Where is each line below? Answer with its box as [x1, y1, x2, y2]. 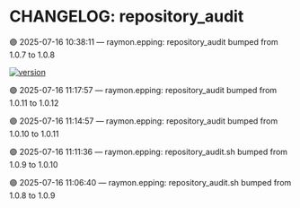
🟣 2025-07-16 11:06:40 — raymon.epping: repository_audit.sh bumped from [9, 177, 292, 187]
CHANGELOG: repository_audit [9, 6, 244, 27]
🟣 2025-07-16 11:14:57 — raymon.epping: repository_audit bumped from [9, 115, 278, 126]
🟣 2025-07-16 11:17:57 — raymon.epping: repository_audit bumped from [9, 84, 278, 95]
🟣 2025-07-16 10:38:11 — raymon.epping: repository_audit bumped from [9, 36, 278, 47]
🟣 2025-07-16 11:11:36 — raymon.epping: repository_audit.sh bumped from [9, 146, 288, 157]
